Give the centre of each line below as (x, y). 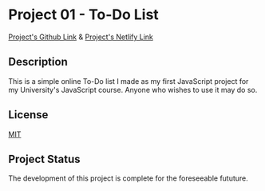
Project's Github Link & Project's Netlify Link (81, 37)
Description (38, 62)
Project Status (45, 159)
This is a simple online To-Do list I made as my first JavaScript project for (129, 81)
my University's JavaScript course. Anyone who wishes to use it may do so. (133, 90)
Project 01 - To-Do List (84, 15)
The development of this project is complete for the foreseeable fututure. (129, 178)
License (28, 115)
